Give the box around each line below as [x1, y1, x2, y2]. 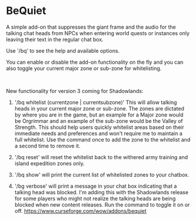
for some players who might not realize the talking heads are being [14, 195, 176, 202]
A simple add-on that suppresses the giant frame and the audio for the [6, 23, 176, 30]
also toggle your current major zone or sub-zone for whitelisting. [6, 64, 162, 71]
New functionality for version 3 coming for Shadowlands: [6, 87, 143, 94]
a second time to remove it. [14, 142, 81, 149]
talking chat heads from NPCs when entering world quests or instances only [6, 29, 190, 36]
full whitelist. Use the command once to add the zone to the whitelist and [14, 136, 191, 143]
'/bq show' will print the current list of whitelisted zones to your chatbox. [14, 171, 190, 178]
